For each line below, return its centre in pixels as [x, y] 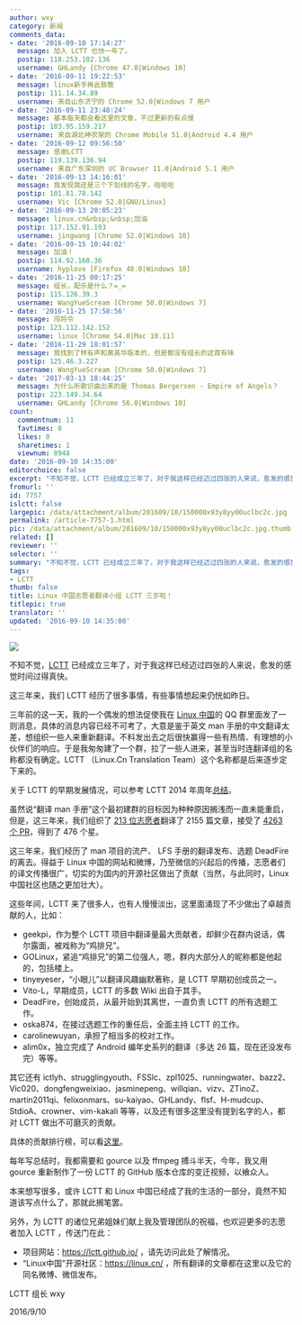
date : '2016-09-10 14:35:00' [64, 462]
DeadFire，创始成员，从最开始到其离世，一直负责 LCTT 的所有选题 [146, 1001]
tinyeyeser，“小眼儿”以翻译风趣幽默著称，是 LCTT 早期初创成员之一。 [151, 979]
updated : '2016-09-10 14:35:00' [70, 621]
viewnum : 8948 [44, 453]
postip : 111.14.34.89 [58, 93]
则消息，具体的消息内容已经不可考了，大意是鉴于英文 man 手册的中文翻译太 [150, 726]
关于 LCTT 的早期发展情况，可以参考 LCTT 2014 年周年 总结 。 [123, 790]
